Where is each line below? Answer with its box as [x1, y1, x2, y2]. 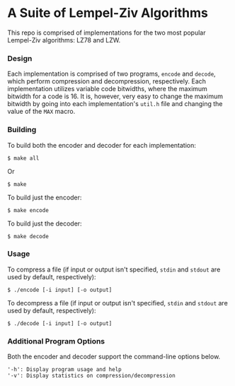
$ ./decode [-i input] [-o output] [7, 320, 113, 327]
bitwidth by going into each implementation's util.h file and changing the [7, 100, 223, 108]
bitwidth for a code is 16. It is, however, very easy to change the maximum [7, 92, 224, 100]
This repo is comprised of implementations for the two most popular [7, 28, 206, 37]
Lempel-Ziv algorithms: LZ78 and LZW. [7, 35, 121, 44]
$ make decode [7, 233, 50, 240]
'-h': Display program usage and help [7, 366, 122, 373]
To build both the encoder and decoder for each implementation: [7, 141, 197, 149]
